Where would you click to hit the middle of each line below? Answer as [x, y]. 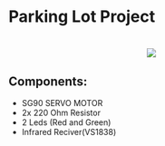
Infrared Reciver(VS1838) [69, 132]
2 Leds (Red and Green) [66, 122]
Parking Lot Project [82, 17]
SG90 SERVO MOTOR [62, 103]
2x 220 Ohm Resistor [61, 113]
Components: [48, 81]
